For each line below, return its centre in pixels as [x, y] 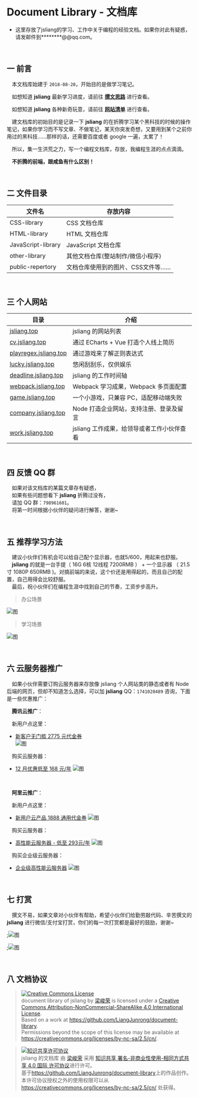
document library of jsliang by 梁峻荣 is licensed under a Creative [100, 1001]
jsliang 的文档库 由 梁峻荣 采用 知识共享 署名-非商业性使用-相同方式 [103, 1058]
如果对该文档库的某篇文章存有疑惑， [56, 488]
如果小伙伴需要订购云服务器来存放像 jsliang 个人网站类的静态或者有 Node [100, 684]
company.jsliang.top [38, 413]
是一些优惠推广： [27, 698]
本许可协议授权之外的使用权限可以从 [65, 1080]
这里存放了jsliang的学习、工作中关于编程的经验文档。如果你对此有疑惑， [103, 29]
